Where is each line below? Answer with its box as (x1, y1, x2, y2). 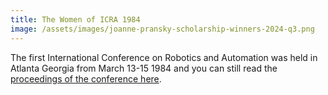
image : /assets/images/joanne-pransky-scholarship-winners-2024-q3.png (10, 24, 315, 34)
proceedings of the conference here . (10, 72, 162, 85)
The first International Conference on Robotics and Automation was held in (10, 51, 318, 63)
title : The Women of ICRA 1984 (10, 14, 141, 25)
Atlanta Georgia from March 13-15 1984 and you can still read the (10, 62, 278, 74)
